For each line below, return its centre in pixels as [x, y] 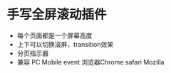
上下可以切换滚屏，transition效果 [65, 44]
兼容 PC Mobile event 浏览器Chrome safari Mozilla [90, 62]
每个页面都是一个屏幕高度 [55, 35]
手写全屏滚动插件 [57, 15]
